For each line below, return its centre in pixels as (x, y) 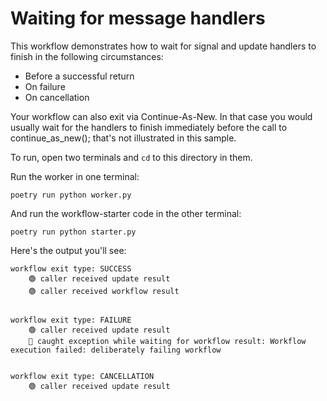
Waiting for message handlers (138, 18)
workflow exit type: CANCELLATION (82, 376)
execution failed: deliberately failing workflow (116, 350)
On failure (45, 86)
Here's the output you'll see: (68, 250)
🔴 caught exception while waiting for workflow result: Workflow (167, 341)
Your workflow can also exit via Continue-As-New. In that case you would (161, 116)
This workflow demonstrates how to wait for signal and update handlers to (163, 46)
